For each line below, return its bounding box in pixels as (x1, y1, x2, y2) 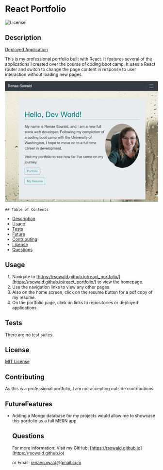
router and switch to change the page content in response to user (5, 66, 136, 72)
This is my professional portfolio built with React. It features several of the (5, 56, 152, 62)
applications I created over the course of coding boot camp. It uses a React (5, 61, 156, 67)
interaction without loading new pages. (5, 72, 83, 77)
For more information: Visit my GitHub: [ (12, 445, 92, 451)
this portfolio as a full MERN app (12, 418, 77, 424)
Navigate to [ (12, 273, 38, 279)
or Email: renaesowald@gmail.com (12, 459, 81, 465)
